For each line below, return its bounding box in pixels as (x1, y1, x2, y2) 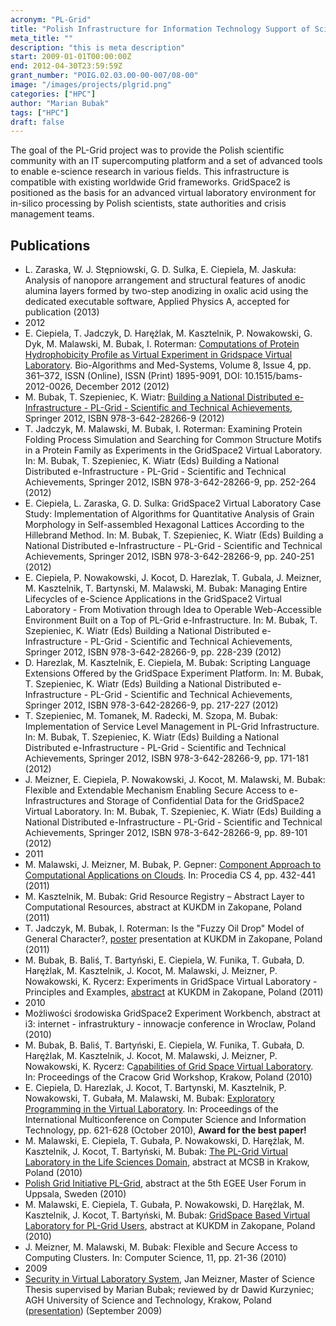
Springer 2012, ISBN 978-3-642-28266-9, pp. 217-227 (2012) (24, 699, 279, 711)
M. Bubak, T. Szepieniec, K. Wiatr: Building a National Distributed (24, 391, 293, 403)
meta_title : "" (10, 33, 74, 43)
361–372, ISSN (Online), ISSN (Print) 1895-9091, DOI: (24, 370, 243, 382)
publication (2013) (24, 306, 100, 318)
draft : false (10, 117, 65, 127)
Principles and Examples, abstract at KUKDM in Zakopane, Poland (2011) (24, 986, 324, 998)
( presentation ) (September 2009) (24, 1305, 163, 1317)
